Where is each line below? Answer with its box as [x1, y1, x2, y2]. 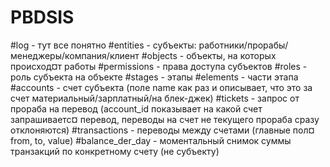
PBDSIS [10, 6, 75, 29]
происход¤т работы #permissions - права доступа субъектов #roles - [10, 60, 308, 72]
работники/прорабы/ [198, 39, 289, 51]
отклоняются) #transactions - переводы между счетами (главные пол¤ [10, 124, 315, 136]
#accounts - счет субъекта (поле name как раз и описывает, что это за [10, 81, 313, 93]
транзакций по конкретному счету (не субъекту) [10, 145, 220, 157]
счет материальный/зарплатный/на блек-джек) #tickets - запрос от [10, 92, 300, 104]
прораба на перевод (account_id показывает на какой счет [10, 102, 263, 115]
